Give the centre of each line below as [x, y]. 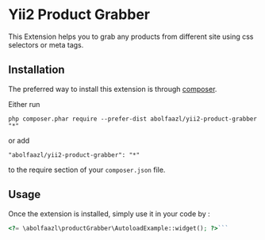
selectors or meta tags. [46, 44]
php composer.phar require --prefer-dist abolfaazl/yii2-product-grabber [133, 119]
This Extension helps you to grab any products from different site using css [131, 36]
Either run [24, 104]
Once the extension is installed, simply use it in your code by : [109, 213]
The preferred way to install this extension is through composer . [113, 89]
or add [19, 140]
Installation [36, 70]
